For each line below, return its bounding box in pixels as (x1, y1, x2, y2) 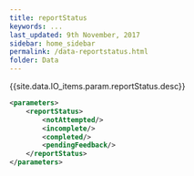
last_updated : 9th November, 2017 (9, 30, 141, 39)
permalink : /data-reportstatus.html (9, 47, 148, 57)
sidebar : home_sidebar (9, 38, 96, 48)
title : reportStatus (9, 13, 88, 23)
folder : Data (9, 56, 59, 65)
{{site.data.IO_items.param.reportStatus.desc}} (9, 81, 186, 91)
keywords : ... (9, 22, 64, 31)
